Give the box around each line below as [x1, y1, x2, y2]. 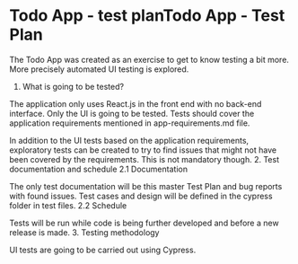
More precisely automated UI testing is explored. [9, 64, 189, 75]
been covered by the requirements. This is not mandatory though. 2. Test [9, 154, 280, 164]
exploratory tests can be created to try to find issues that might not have [9, 145, 276, 155]
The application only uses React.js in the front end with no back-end [9, 98, 262, 109]
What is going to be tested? [22, 81, 124, 92]
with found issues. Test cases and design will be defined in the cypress [9, 190, 273, 201]
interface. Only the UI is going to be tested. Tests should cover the [9, 108, 255, 119]
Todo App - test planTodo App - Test [9, 5, 285, 26]
